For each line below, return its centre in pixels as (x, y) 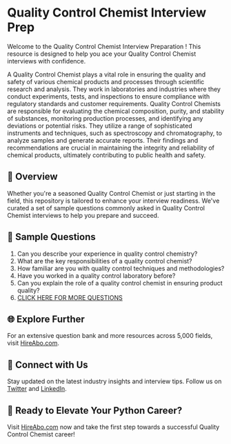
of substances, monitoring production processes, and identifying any (105, 118)
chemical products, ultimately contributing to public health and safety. (107, 155)
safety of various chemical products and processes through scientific (106, 81)
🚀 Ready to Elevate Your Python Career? (95, 411)
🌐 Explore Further (46, 319)
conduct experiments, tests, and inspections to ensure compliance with (109, 96)
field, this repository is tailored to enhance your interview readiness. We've (113, 201)
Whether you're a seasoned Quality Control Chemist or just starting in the (111, 193)
